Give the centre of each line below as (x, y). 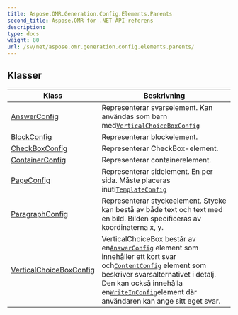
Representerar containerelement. (156, 160)
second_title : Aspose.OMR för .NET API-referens (80, 21)
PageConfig (31, 180)
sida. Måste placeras (136, 180)
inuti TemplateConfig (134, 189)
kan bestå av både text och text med (162, 209)
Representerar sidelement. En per (157, 171)
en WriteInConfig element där (149, 292)
